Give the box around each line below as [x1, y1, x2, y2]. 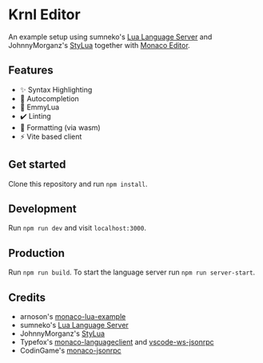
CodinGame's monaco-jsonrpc [19, 345, 122, 355]
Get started [8, 158, 66, 172]
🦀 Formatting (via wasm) [19, 122, 102, 132]
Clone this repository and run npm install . [8, 179, 148, 188]
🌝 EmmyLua [19, 102, 60, 112]
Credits [8, 290, 46, 304]
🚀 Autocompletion [19, 93, 80, 103]
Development [8, 202, 78, 215]
